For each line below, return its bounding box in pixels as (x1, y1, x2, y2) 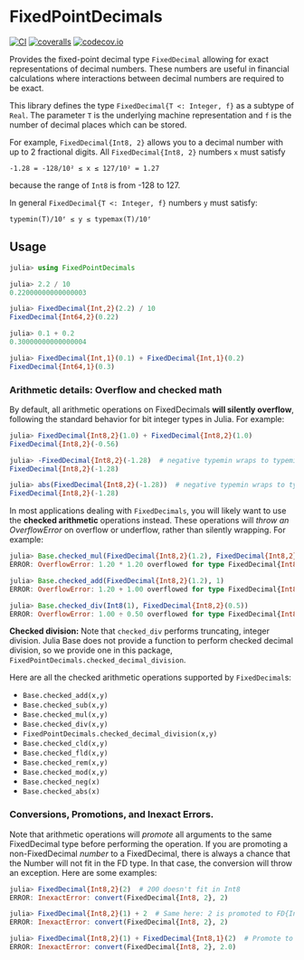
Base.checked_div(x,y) (22, 720, 109, 729)
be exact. (9, 82, 44, 93)
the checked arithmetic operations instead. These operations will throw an (9, 515, 290, 526)
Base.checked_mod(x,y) (22, 768, 109, 777)
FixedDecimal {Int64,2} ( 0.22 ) (9, 313, 119, 322)
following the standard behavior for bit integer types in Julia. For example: (9, 413, 285, 424)
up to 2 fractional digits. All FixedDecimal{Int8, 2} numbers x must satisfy (9, 146, 286, 157)
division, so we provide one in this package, (9, 645, 174, 656)
